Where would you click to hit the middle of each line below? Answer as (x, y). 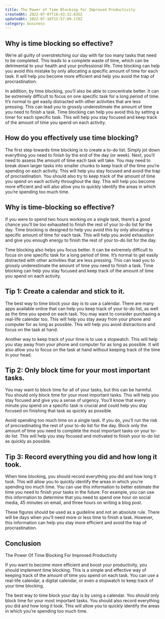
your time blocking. (25, 585)
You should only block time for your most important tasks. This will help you (82, 395)
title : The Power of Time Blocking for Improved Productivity (70, 10)
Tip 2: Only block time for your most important (78, 370)
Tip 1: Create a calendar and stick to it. (65, 291)
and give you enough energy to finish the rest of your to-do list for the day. (81, 240)
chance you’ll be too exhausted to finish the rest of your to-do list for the (79, 224)
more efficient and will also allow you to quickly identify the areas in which (81, 186)
